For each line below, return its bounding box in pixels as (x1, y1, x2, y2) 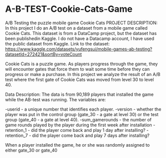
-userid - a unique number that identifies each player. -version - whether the (5, 106, 162, 112)
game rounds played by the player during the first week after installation (5, 122, 152, 128)
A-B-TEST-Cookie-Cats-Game (5, 3, 133, 15)
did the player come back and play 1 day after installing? (31, 127, 146, 133)
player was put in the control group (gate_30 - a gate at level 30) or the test (5, 111, 159, 117)
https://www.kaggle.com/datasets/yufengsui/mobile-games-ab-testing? (5, 46, 153, 52)
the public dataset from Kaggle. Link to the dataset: (5, 40, 110, 46)
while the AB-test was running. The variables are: (5, 96, 106, 102)
